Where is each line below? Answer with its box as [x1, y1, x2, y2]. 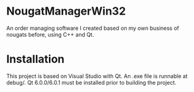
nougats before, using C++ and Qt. [6, 30, 94, 38]
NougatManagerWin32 [6, 4, 126, 18]
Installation [6, 52, 65, 66]
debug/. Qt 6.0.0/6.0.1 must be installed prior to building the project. [6, 79, 176, 86]
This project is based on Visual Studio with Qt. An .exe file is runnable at [6, 72, 188, 80]
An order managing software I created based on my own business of [6, 24, 179, 32]
